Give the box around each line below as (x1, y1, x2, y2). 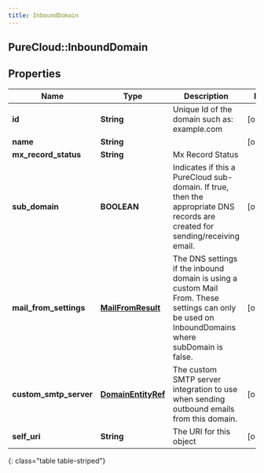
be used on (172, 312, 214, 323)
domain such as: (172, 113, 233, 124)
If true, (203, 181, 229, 192)
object (172, 435, 196, 446)
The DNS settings (172, 253, 238, 264)
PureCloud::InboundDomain (8, 41, 148, 54)
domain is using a (172, 273, 238, 284)
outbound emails (172, 403, 235, 414)
